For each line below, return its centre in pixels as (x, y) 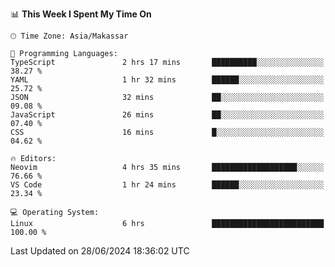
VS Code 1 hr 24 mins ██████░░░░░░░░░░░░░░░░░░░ (167, 185)
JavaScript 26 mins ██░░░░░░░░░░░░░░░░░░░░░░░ (167, 115)
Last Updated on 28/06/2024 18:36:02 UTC (100, 251)
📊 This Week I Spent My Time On (81, 14)
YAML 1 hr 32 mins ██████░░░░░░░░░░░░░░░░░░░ (167, 80)
